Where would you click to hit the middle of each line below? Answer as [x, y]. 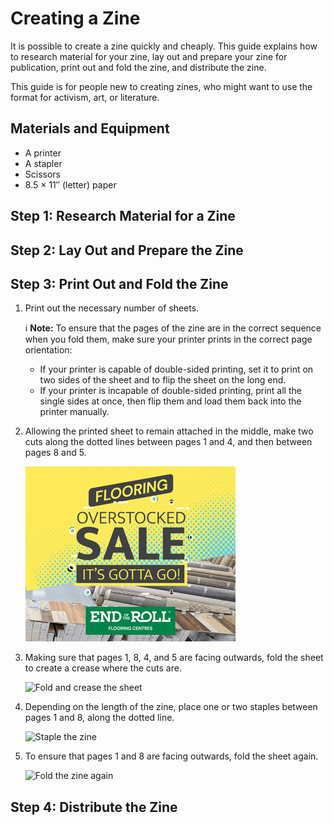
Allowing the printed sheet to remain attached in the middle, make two [169, 431]
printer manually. [74, 412]
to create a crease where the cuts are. [103, 668]
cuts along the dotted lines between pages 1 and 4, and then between [168, 442]
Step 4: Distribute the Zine [94, 807]
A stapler [43, 163]
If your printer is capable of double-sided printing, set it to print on [176, 369]
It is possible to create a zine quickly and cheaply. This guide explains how [164, 46]
